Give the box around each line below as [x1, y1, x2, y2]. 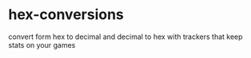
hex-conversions [8, 6, 124, 24]
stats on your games [8, 40, 76, 49]
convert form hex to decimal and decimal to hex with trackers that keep [8, 32, 243, 41]
